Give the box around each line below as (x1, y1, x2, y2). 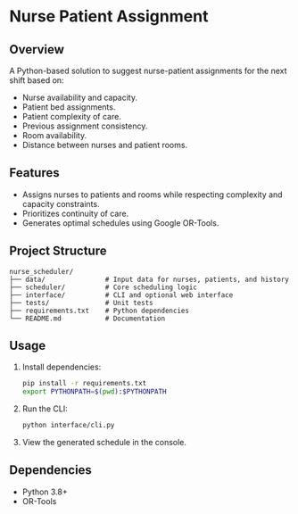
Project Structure (9, 244, 107, 259)
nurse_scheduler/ (9, 267, 74, 276)
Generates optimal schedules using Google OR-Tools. (21, 217, 219, 228)
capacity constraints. (21, 198, 100, 209)
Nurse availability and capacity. (21, 92, 138, 103)
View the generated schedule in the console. (21, 437, 187, 448)
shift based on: (9, 75, 64, 86)
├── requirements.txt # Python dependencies (9, 306, 190, 315)
